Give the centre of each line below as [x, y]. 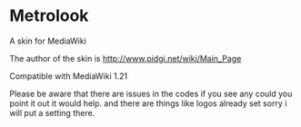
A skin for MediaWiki [48, 41]
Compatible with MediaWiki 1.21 [69, 76]
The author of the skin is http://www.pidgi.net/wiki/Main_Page [125, 58]
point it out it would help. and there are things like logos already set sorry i [148, 103]
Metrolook [49, 16]
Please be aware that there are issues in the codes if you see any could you [151, 93]
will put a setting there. [52, 112]
